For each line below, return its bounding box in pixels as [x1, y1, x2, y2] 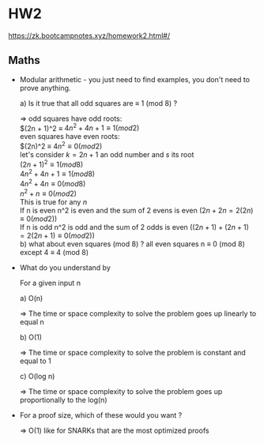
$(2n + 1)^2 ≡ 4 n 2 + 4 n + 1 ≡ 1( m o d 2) [19, 122, 140, 133]
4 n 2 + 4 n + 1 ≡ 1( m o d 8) [19, 167, 96, 178]
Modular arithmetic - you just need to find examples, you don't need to [19, 74, 251, 84]
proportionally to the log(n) [19, 395, 107, 404]
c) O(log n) [19, 371, 55, 381]
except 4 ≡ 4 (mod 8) [19, 247, 89, 257]
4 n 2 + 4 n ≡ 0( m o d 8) [19, 178, 86, 189]
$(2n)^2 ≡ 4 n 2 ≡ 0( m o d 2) [19, 140, 103, 151]
